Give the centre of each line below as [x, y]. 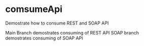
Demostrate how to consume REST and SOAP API [57, 23]
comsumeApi [34, 9]
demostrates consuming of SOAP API [44, 38]
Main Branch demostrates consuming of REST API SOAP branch [72, 32]
